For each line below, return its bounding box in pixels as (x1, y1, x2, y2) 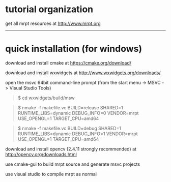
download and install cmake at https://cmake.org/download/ (5, 59, 131, 66)
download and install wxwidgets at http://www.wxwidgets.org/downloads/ (5, 70, 161, 76)
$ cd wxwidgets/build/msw (17, 95, 75, 101)
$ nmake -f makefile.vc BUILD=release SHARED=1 (17, 104, 123, 110)
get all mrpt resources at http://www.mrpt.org (5, 20, 101, 26)
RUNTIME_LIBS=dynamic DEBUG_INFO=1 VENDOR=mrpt (17, 131, 138, 137)
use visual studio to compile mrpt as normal (5, 171, 97, 177)
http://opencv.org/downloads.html (5, 151, 77, 157)
